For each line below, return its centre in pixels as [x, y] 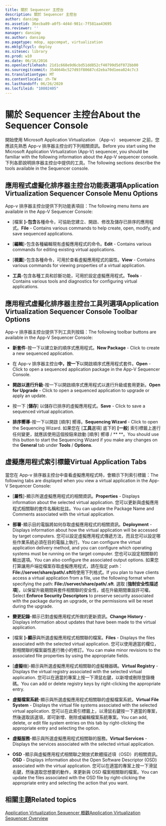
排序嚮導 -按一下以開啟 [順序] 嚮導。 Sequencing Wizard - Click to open [85, 422]
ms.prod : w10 [19, 56]
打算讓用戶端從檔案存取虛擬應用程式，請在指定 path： [67, 566]
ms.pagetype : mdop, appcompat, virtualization [54, 42]
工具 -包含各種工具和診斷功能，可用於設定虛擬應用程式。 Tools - [77, 276]
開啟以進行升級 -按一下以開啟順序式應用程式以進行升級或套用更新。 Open [86, 385]
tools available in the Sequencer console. [47, 168]
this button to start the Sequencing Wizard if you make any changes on [85, 440]
